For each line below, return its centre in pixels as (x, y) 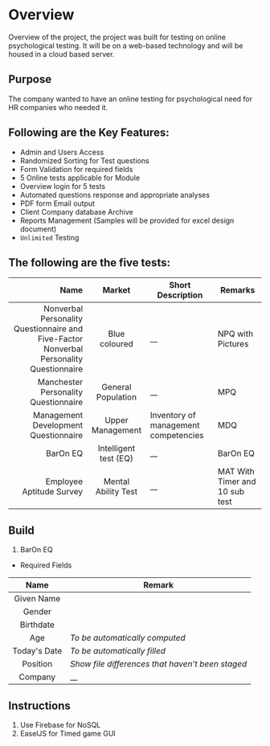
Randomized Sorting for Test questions (85, 160)
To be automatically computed (128, 638)
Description (180, 295)
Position (37, 664)
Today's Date (37, 651)
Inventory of (173, 416)
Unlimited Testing (49, 237)
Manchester (60, 382)
